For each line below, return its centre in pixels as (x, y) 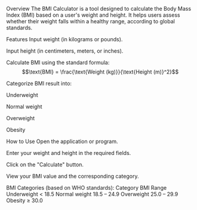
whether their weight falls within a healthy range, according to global (90, 21)
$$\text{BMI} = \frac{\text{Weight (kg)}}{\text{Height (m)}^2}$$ (100, 72)
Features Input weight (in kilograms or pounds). (64, 39)
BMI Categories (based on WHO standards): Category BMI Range (87, 188)
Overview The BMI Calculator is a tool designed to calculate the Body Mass (99, 9)
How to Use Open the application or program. (62, 141)
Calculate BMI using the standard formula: (58, 63)
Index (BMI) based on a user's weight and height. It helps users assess (93, 15)
